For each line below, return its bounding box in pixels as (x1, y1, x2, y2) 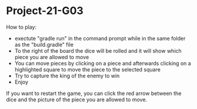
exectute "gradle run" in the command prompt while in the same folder (14, 35, 186, 42)
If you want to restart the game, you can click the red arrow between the (6, 90, 182, 97)
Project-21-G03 (6, 4, 84, 18)
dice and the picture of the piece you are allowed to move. (6, 96, 148, 103)
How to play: (6, 23, 37, 30)
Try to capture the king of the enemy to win (14, 72, 120, 79)
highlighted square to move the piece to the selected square (14, 66, 161, 73)
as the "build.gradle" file (14, 41, 74, 48)
